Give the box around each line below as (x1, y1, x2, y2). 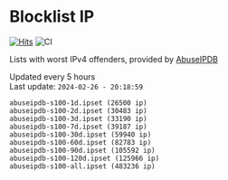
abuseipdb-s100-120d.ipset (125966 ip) (9, 154, 160, 163)
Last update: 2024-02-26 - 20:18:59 (9, 81, 143, 91)
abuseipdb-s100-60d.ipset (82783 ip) (9, 137, 152, 147)
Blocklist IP (9, 6, 95, 27)
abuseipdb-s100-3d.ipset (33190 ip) (9, 114, 147, 123)
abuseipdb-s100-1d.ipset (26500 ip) (9, 98, 147, 108)
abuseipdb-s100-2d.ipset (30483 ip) (9, 106, 147, 115)
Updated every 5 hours (9, 71, 96, 82)
